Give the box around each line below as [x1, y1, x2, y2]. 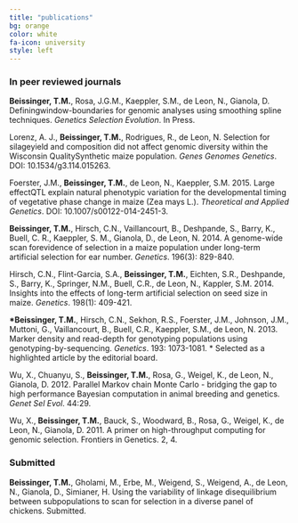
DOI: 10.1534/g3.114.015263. [9, 160, 111, 171]
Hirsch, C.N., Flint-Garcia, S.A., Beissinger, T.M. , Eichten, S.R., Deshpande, [9, 269, 286, 280]
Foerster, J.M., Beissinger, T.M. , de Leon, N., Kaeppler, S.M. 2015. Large [9, 177, 276, 188]
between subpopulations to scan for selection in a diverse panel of [9, 495, 254, 506]
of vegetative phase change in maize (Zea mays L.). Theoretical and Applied [9, 197, 289, 208]
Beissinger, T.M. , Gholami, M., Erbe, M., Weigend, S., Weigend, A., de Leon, [9, 477, 288, 487]
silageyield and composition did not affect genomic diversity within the [9, 142, 269, 152]
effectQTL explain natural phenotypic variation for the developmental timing [9, 187, 286, 198]
